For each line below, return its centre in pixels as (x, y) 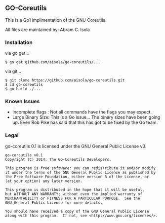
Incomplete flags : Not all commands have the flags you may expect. (82, 112)
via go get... (17, 53)
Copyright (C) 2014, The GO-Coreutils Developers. (58, 159)
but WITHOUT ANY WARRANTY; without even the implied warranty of (74, 194)
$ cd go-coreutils (24, 85)
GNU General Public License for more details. (54, 203)
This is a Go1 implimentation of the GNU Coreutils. (56, 20)
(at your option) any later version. (44, 181)
